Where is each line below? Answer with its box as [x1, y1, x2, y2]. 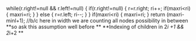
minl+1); [6, 17, 25, 24]
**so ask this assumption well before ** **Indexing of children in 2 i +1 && [6, 23, 184, 30]
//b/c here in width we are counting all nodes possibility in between [26, 17, 188, 24]
